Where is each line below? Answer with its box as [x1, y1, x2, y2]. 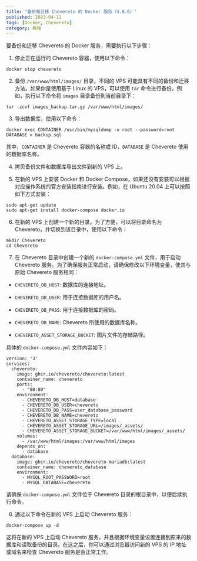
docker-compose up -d [6, 523, 59, 529]
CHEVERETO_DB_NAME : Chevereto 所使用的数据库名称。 [14, 319, 141, 326]
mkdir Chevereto [6, 237, 46, 244]
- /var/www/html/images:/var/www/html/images [21, 438, 135, 445]
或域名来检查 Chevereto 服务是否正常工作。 [6, 549, 112, 556]
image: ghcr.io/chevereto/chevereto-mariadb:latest [16, 459, 146, 465]
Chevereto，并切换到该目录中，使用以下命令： [14, 226, 128, 233]
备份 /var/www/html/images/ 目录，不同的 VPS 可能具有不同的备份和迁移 [14, 77, 189, 84]
